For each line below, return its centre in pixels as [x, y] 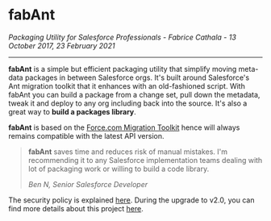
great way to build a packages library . [73, 111]
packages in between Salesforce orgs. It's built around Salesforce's [137, 77]
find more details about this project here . [76, 208]
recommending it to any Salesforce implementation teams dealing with [145, 160]
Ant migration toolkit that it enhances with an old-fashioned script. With [127, 85]
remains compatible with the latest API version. [86, 136]
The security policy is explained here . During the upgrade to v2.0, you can [131, 200]
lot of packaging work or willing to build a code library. [119, 169]
